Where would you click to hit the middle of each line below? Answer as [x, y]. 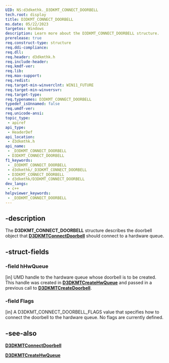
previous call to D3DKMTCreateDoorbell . [49, 288]
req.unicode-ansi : [25, 114]
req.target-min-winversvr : [34, 90]
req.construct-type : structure [38, 43]
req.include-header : [27, 62]
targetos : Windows [25, 29]
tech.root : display [26, 15]
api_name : [16, 146]
